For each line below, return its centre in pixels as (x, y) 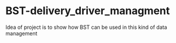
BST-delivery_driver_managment (88, 11)
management (21, 33)
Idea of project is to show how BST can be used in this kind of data (87, 27)
